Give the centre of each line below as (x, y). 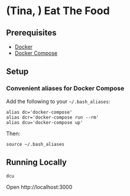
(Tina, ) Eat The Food (58, 11)
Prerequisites (31, 33)
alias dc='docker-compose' (39, 112)
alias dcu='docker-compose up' (45, 122)
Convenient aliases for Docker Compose (65, 89)
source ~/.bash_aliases (35, 144)
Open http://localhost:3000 (39, 187)
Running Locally (36, 163)
